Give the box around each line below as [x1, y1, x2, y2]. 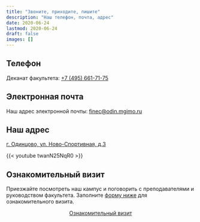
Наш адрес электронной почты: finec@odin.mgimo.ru [6, 107, 143, 115]
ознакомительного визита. [6, 198, 75, 205]
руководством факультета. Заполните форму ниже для [6, 192, 148, 199]
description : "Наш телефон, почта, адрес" [6, 14, 114, 20]
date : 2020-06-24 [6, 20, 50, 26]
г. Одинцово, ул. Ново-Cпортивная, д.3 [6, 141, 106, 148]
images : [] [6, 36, 34, 42]
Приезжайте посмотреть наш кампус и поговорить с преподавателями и [6, 186, 195, 193]
